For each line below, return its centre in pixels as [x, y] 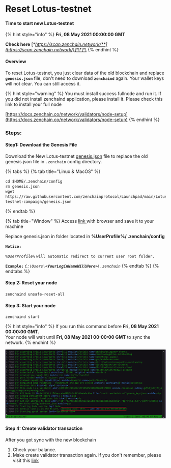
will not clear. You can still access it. [43, 83]
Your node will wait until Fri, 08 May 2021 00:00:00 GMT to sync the [78, 337]
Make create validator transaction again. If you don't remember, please [87, 455]
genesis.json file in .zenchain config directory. [54, 161]
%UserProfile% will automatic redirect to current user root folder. [80, 256]
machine [15, 226]
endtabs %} [18, 271]
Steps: [13, 133]
